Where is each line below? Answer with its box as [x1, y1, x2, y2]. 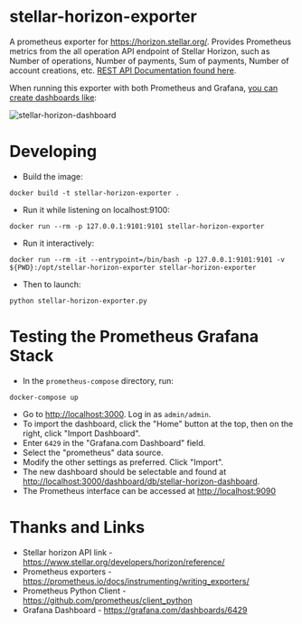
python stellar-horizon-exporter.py [9, 296, 147, 305]
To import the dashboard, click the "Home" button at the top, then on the [22, 418, 294, 429]
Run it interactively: [22, 237, 95, 248]
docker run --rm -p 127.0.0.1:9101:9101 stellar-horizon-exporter [9, 221, 265, 231]
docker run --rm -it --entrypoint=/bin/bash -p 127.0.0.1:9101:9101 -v [9, 255, 285, 264]
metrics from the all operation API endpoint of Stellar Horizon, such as [9, 45, 270, 56]
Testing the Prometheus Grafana [9, 327, 260, 347]
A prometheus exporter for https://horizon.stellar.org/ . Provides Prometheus [9, 36, 292, 47]
